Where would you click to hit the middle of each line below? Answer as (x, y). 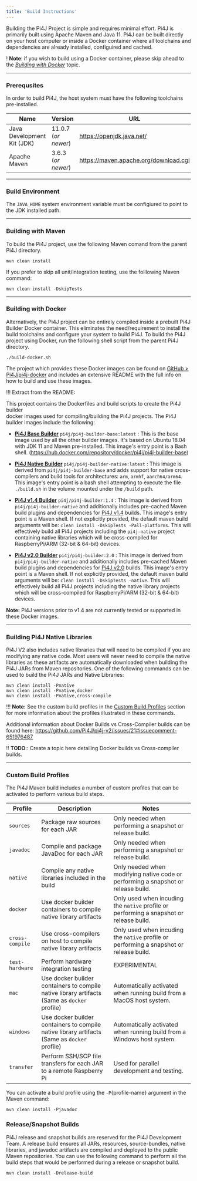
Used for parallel (136, 1064)
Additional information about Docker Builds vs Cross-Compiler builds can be (98, 724)
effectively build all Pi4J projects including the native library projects (97, 586)
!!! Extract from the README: (41, 392)
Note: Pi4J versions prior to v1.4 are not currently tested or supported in (94, 610)
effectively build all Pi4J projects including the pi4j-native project (94, 531)
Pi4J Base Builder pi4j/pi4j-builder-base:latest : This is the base (96, 433)
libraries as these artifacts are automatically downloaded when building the (97, 662)
